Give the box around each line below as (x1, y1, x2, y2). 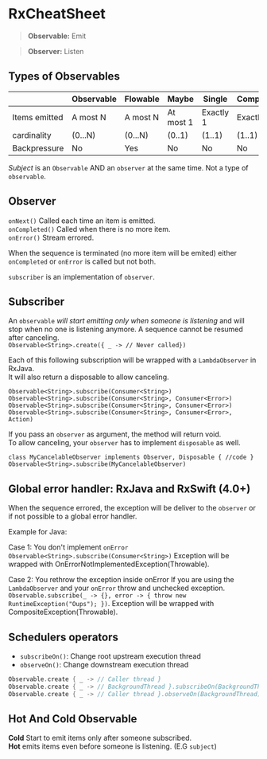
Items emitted (12, 112, 64, 123)
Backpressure (12, 143, 64, 154)
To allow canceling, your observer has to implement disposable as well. (8, 438, 241, 448)
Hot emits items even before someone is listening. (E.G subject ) (8, 741, 217, 751)
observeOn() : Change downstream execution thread (19, 660, 189, 669)
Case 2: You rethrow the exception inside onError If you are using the (8, 575, 234, 585)
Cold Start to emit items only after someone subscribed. (8, 734, 192, 743)
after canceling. (8, 333, 60, 342)
